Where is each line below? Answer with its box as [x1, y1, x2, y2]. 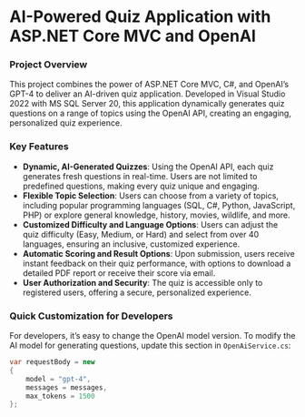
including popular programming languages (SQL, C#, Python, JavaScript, [22, 199, 296, 210]
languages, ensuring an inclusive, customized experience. [22, 239, 241, 249]
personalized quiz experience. [9, 117, 123, 128]
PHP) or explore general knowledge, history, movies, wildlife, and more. [22, 209, 290, 220]
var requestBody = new [9, 358, 95, 367]
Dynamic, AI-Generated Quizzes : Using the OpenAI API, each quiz [22, 161, 274, 172]
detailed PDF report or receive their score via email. [22, 267, 216, 279]
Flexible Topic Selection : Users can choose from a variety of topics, [22, 189, 280, 201]
